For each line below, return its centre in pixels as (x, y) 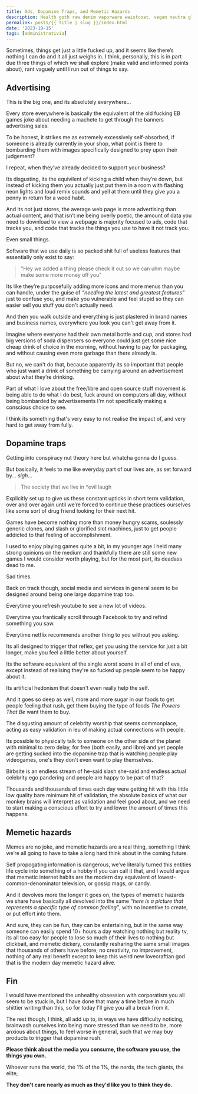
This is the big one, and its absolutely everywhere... (69, 101)
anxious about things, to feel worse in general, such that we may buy (90, 1032)
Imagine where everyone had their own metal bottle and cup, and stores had (99, 334)
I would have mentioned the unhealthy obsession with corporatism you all (95, 995)
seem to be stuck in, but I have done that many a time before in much (90, 1001)
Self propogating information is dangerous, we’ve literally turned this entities (99, 864)
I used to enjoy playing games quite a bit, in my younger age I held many (94, 546)
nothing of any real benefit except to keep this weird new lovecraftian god (96, 956)
